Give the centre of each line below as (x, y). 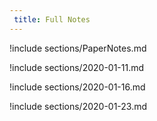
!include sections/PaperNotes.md (78, 48)
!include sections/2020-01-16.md (77, 87)
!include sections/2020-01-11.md (77, 67)
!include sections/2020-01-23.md (78, 106)
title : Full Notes (52, 19)
